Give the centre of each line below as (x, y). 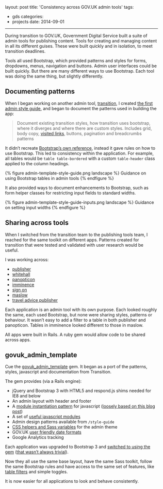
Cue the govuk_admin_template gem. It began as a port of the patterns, (76, 367)
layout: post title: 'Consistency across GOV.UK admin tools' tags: (70, 7)
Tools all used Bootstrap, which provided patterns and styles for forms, (76, 61)
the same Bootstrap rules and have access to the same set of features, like (80, 467)
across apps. (18, 340)
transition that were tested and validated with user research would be (74, 245)
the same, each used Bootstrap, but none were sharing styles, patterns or (79, 314)
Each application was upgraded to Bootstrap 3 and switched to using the (78, 447)
